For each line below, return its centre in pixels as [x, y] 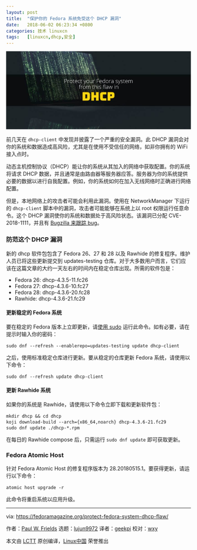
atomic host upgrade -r [35, 488]
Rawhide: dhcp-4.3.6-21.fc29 [50, 298]
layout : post [22, 12]
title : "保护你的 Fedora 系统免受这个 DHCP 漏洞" [64, 18]
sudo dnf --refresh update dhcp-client [55, 377]
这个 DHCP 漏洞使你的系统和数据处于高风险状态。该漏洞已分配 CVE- [99, 216]
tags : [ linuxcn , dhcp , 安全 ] [41, 37]
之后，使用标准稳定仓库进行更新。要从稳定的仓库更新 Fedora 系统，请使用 [96, 357]
